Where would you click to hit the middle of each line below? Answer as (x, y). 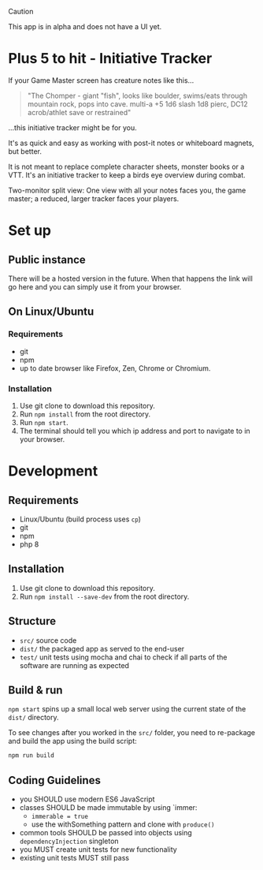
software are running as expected (74, 665)
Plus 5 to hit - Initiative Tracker (110, 59)
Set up (30, 231)
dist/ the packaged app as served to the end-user (102, 648)
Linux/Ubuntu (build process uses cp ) (80, 519)
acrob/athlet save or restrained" (79, 112)
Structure (32, 621)
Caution (21, 11)
